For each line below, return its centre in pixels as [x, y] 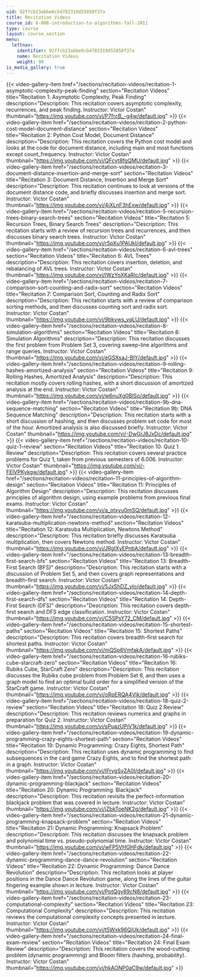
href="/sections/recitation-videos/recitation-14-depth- [120, 593]
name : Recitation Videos [48, 56]
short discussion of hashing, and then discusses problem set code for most [99, 421]
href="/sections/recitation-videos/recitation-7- [110, 281]
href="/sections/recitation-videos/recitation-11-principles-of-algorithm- [94, 479]
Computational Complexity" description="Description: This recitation [91, 911]
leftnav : [22, 45]
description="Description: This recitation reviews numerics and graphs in [96, 714]
